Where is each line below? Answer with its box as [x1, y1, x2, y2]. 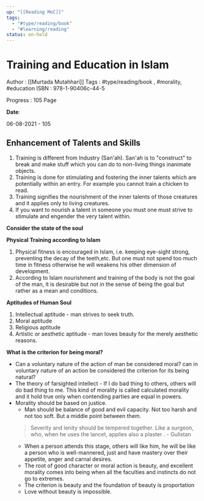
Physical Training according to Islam [6, 236, 101, 243]
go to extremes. [24, 475, 64, 482]
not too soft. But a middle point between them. [24, 412, 142, 419]
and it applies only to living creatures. [15, 199, 110, 207]
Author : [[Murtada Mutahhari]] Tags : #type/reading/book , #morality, [6, 78, 182, 86]
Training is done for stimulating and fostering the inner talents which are [15, 174, 197, 181]
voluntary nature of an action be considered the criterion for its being [15, 367, 189, 374]
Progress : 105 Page [6, 97, 57, 104]
